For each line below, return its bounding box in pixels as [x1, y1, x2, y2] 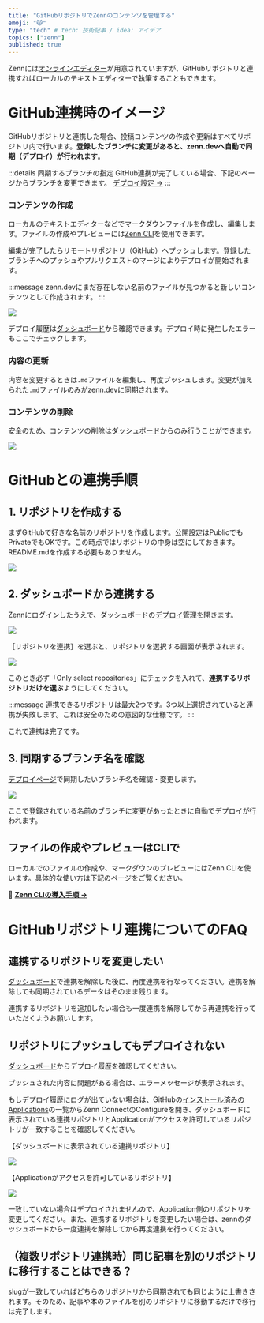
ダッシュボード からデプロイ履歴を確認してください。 [8, 1062, 181, 1071]
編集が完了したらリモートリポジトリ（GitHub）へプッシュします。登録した [8, 246, 251, 255]
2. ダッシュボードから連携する [8, 588, 155, 601]
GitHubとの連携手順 [8, 472, 138, 490]
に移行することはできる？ [8, 1265, 132, 1278]
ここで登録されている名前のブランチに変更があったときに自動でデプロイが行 [8, 806, 257, 815]
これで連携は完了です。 [8, 726, 84, 735]
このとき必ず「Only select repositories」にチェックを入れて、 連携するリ [8, 673, 244, 682]
